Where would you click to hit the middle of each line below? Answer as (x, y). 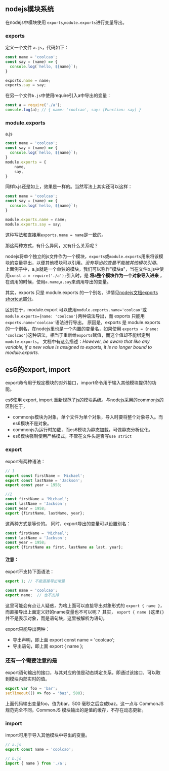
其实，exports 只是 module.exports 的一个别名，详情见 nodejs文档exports (82, 292)
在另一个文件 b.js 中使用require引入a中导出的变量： (58, 95)
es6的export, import (38, 370)
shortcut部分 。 (21, 299)
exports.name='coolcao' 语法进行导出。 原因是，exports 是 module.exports (83, 322)
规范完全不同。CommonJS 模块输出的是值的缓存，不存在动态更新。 (76, 710)
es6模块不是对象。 (32, 424)
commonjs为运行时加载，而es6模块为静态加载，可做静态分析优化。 (83, 430)
